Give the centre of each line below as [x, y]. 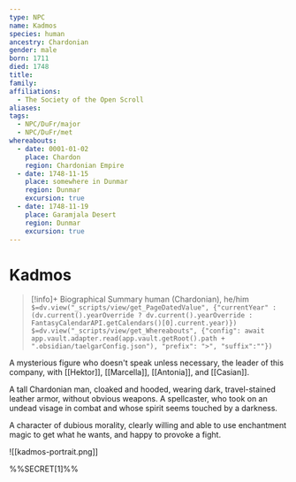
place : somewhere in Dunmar [76, 182]
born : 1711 [29, 58]
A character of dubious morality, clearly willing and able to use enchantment [148, 425]
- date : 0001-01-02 [53, 149]
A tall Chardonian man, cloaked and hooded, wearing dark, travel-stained [143, 389]
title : [21, 75]
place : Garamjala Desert [71, 214]
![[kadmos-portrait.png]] [54, 452]
